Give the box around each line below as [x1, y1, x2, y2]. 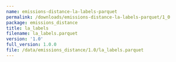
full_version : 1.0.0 [6, 42, 57, 48]
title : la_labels [6, 25, 49, 31]
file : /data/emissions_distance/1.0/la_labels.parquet [6, 47, 144, 53]
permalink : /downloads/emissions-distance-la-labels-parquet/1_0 [6, 14, 170, 20]
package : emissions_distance [6, 19, 78, 25]
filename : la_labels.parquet [6, 31, 78, 37]
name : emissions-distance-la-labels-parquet [6, 8, 118, 15]
